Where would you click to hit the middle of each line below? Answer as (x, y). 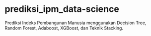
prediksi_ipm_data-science (62, 9)
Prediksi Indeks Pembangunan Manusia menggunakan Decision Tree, (75, 23)
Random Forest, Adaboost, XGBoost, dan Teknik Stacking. (64, 28)
